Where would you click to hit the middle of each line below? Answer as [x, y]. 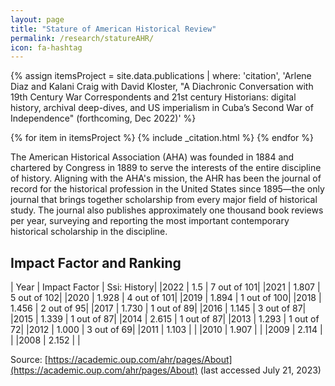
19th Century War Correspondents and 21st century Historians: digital [153, 97]
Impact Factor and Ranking [96, 262]
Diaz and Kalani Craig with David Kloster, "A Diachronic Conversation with [162, 87]
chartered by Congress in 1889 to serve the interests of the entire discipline [166, 168]
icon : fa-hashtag [46, 47]
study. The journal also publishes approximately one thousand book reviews [167, 210]
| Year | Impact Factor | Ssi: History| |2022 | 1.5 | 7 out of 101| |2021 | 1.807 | [165, 287]
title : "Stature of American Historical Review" [113, 29]
